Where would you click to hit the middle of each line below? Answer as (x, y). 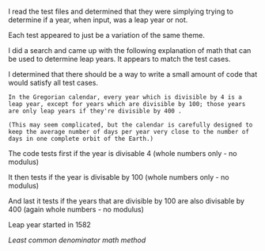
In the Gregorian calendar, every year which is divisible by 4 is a (125, 97)
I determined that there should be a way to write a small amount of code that (133, 74)
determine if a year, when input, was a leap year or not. (98, 20)
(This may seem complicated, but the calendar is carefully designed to (131, 125)
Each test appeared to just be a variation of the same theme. (107, 35)
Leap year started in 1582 (49, 224)
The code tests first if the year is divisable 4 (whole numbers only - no (123, 153)
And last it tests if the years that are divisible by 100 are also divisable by (127, 201)
